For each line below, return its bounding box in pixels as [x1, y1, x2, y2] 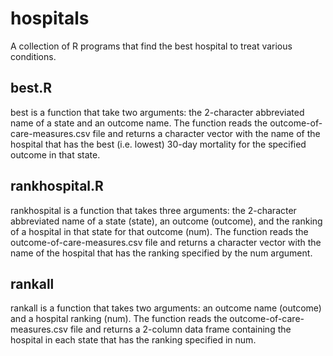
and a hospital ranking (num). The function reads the [10, 313, 228, 325]
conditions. [10, 50, 57, 62]
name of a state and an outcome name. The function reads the [10, 117, 268, 129]
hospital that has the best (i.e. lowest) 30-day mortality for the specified [10, 138, 307, 150]
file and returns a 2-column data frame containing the [69, 323, 292, 336]
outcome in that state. [10, 148, 101, 161]
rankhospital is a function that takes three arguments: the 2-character [10, 204, 297, 216]
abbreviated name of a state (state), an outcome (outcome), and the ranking [10, 215, 323, 227]
